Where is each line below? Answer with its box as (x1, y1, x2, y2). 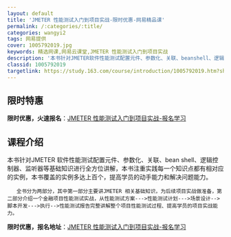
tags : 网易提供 (7, 36, 47, 43)
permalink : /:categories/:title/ (7, 23, 103, 30)
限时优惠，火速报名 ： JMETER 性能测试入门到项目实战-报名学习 (7, 114, 186, 122)
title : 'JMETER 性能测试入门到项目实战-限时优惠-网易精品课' (7, 16, 165, 23)
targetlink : (7, 67, 41, 74)
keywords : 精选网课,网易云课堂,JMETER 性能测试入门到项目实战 (7, 49, 168, 56)
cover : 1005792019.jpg (7, 42, 72, 49)
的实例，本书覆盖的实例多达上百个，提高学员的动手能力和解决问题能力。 (7, 173, 212, 181)
